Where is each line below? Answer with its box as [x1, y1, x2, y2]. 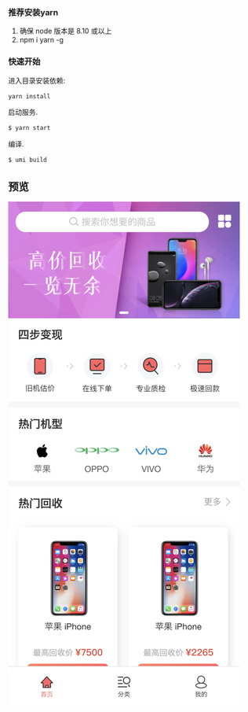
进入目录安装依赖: [8, 76, 66, 85]
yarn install [8, 92, 51, 100]
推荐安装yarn [8, 6, 59, 17]
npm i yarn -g [19, 35, 64, 45]
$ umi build [8, 156, 47, 164]
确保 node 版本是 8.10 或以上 [19, 26, 112, 36]
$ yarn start [8, 124, 51, 132]
